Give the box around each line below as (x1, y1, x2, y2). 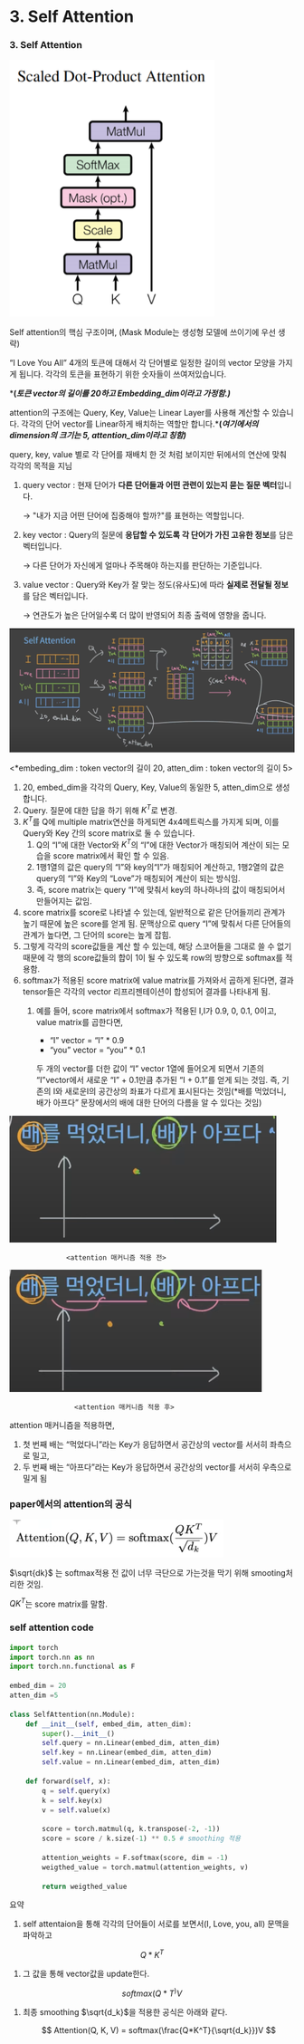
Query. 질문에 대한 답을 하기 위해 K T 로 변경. (22, 803, 178, 816)
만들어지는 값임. (35, 896, 92, 907)
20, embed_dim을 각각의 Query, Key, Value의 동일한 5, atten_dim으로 (22, 782, 273, 792)
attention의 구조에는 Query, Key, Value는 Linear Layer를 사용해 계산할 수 (9, 408, 270, 418)
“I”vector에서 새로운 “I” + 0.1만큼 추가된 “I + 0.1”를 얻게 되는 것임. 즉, (35, 1075, 280, 1086)
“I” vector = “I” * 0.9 (49, 1035, 125, 1046)
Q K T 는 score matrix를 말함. (9, 1597, 109, 1609)
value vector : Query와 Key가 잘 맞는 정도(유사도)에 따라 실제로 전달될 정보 (22, 580, 290, 590)
